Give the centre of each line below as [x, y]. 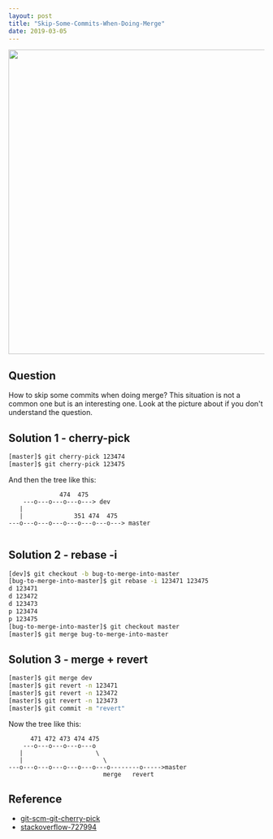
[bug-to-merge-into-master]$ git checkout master [94, 626]
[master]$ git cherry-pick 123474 [67, 456]
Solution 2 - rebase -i [63, 555]
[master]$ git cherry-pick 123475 [67, 464]
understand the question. [51, 413]
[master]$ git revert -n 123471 [63, 686]
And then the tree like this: [52, 479]
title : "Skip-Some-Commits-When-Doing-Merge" [87, 24]
